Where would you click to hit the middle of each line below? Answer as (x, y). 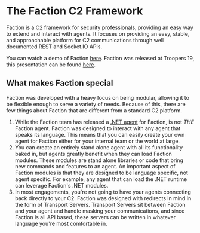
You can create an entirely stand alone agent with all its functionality (99, 147)
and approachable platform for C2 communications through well (85, 40)
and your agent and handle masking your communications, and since (100, 211)
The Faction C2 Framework (75, 11)
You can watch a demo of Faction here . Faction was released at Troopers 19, (100, 58)
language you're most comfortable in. (61, 223)
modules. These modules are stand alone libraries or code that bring (99, 160)
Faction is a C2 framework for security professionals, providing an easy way (100, 27)
